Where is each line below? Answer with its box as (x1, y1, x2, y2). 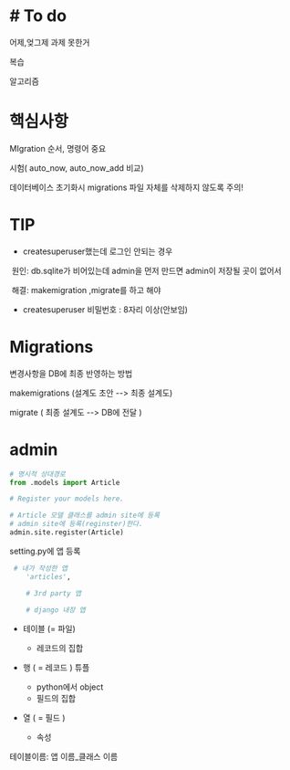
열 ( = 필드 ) (22, 712, 66, 723)
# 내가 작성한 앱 (13, 564, 68, 573)
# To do (9, 5, 67, 26)
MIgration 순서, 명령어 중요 (9, 142, 107, 153)
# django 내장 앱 (26, 606, 87, 615)
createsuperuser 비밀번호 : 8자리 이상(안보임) (22, 303, 189, 315)
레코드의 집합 (36, 643, 84, 654)
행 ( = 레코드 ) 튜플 (22, 662, 90, 673)
